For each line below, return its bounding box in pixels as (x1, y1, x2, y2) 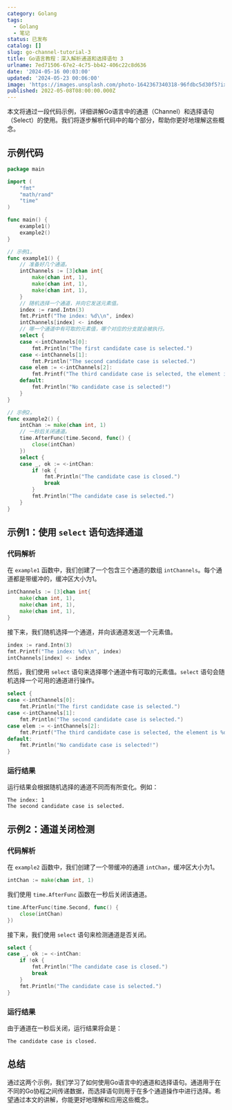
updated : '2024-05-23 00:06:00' (7, 74, 100, 82)
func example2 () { (7, 415, 60, 423)
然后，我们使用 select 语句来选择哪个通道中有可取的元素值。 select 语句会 (7, 668, 219, 676)
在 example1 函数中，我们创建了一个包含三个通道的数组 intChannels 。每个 (7, 566, 216, 574)
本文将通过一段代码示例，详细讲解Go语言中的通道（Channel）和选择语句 (7, 107, 215, 116)
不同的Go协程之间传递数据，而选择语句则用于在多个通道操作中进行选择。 (7, 1086, 215, 1095)
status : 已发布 (7, 36, 48, 43)
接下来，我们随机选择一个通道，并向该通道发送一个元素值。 (7, 628, 177, 636)
